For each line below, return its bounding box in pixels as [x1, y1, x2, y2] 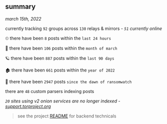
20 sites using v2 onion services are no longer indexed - [5, 98, 120, 104]
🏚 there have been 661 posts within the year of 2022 [5, 67, 115, 73]
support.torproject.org [5, 103, 51, 109]
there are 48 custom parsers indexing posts [5, 88, 94, 94]
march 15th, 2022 [5, 15, 41, 21]
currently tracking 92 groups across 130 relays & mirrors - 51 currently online [5, 25, 162, 31]
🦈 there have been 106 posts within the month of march [5, 45, 117, 51]
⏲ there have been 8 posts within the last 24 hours [5, 35, 111, 41]
